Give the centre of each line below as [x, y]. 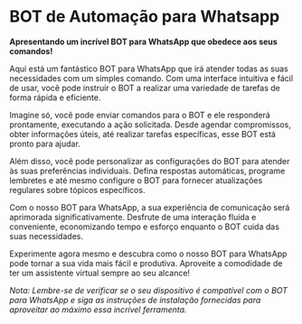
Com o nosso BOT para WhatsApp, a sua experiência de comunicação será [150, 207]
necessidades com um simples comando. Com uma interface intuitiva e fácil [151, 78]
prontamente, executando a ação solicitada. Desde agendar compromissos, [150, 125]
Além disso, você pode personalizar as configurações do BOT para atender [150, 161]
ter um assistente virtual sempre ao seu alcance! [100, 273]
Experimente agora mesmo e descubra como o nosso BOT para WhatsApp [148, 254]
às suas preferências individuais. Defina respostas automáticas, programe [147, 171]
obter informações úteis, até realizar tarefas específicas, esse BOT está [142, 134]
